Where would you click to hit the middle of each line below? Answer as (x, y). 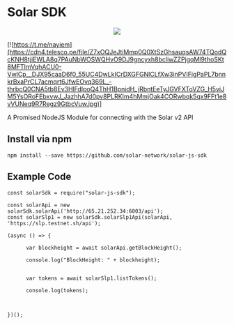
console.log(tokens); (57, 290)
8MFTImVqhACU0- (34, 66)
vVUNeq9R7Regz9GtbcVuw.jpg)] (55, 104)
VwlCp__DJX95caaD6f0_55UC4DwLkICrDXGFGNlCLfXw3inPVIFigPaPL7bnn (117, 74)
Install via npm (39, 139)
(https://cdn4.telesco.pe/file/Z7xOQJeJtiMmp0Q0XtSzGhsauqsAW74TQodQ (117, 52)
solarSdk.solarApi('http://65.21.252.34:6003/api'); (85, 211)
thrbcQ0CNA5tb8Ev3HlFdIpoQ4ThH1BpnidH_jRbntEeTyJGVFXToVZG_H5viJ (116, 89)
